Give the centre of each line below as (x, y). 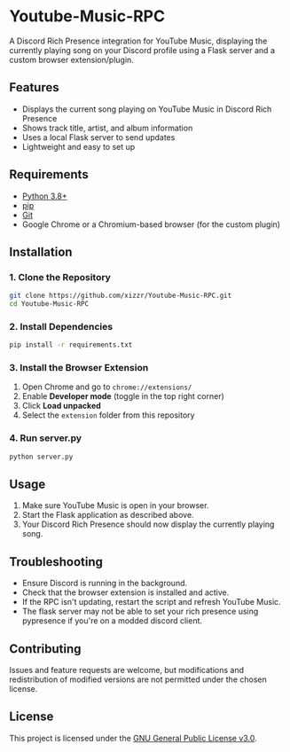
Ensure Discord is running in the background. (105, 584)
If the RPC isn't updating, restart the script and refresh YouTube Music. (151, 602)
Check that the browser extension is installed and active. (125, 592)
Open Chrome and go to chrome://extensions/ (107, 387)
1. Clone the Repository (60, 277)
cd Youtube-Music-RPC (49, 304)
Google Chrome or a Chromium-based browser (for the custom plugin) (151, 224)
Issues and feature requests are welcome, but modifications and (127, 670)
